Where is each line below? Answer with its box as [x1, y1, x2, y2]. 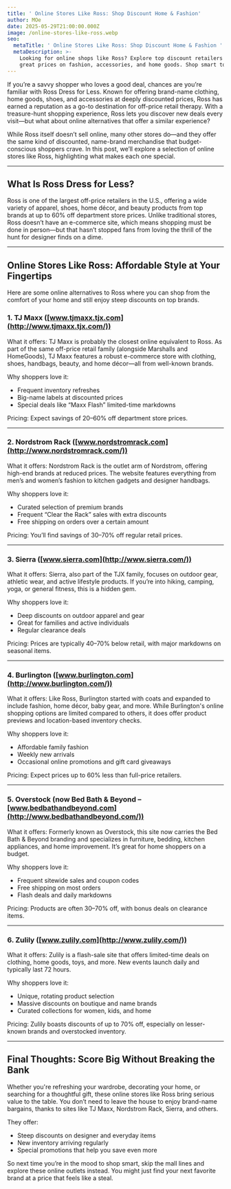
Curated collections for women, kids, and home [16, 1007, 152, 1015]
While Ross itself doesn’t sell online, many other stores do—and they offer [7, 130, 217, 138]
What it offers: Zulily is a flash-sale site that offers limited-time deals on [7, 951, 210, 959]
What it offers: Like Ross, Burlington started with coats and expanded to [7, 694, 211, 703]
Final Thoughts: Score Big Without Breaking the [7, 1053, 215, 1065]
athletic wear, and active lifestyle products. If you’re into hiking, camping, [7, 577, 214, 586]
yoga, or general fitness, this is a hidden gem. [7, 585, 137, 593]
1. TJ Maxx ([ [7, 313, 50, 323]
